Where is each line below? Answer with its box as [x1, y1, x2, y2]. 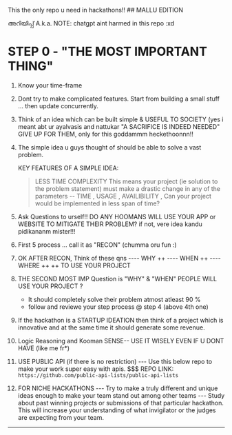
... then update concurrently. [17, 101, 99, 110]
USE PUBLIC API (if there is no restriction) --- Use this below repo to [17, 357, 213, 365]
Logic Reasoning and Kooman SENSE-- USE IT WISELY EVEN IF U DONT [17, 336, 224, 345]
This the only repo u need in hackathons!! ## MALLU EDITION [8, 6, 184, 14]
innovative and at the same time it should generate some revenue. [17, 323, 205, 332]
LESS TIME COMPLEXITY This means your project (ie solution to [34, 177, 218, 185]
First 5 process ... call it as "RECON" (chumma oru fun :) [17, 241, 178, 249]
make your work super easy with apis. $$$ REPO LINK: [17, 365, 174, 373]
